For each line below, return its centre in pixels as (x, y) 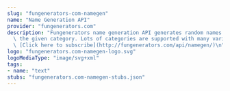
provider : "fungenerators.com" (52, 26)
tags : (15, 64)
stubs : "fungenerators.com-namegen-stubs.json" (76, 77)
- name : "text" (29, 70)
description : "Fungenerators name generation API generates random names (115, 32)
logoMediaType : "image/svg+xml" (53, 58)
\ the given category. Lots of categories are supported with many (112, 39)
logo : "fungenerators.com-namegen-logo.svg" (72, 52)
